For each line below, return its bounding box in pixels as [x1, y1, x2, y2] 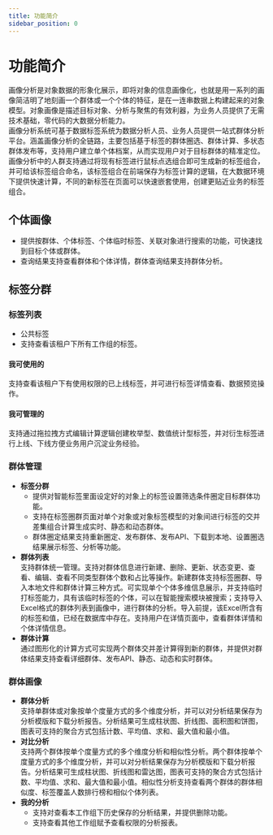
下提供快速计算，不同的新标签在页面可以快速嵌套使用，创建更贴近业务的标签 [8, 176, 265, 187]
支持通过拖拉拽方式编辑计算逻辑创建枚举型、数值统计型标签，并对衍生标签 [8, 428, 258, 439]
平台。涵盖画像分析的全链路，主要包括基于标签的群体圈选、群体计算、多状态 [8, 136, 265, 146]
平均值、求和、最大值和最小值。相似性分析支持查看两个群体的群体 [34, 777, 256, 786]
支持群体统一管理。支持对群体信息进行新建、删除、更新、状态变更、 [19, 562, 249, 572]
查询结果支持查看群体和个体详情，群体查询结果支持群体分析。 [19, 257, 227, 266]
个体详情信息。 [19, 623, 71, 633]
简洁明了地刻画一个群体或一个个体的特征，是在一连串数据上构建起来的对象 [15, 95, 265, 106]
